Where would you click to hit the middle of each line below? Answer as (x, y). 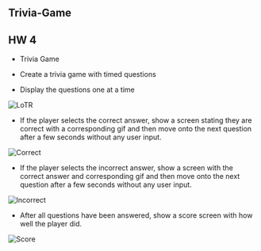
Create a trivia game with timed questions (88, 74)
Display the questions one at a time (77, 89)
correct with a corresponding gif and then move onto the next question (136, 129)
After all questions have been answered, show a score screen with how (136, 215)
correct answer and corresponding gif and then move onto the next (130, 177)
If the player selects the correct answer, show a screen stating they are (136, 120)
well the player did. (50, 224)
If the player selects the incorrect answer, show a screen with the (127, 168)
